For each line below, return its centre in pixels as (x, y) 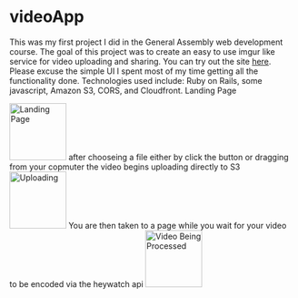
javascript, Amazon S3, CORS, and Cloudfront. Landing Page (123, 90)
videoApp (47, 17)
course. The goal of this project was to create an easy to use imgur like (142, 51)
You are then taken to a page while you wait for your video (177, 225)
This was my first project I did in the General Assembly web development (146, 42)
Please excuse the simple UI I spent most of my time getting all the (134, 71)
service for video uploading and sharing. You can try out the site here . (140, 61)
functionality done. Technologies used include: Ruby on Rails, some (136, 80)
